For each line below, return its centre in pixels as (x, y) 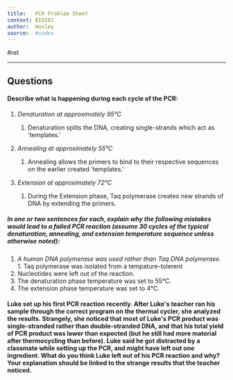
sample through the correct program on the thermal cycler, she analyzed (114, 311)
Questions (30, 81)
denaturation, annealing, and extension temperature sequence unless (111, 234)
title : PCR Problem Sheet (48, 14)
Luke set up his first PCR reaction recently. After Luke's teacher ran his (111, 304)
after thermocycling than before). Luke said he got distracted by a (104, 341)
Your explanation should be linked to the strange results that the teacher (114, 363)
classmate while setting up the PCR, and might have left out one (101, 348)
